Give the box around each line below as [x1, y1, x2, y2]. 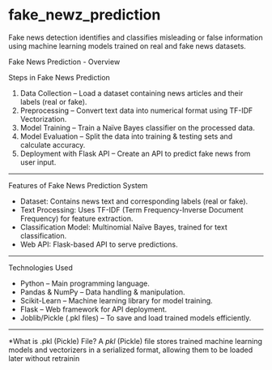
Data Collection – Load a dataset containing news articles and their [19, 88, 244, 98]
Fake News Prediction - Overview [8, 57, 121, 67]
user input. [19, 157, 57, 167]
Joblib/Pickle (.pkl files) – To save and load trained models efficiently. [19, 312, 252, 322]
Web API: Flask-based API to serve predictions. [19, 239, 178, 249]
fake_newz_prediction [8, 6, 161, 24]
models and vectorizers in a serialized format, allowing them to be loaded [8, 345, 253, 355]
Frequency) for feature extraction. [19, 213, 134, 223]
